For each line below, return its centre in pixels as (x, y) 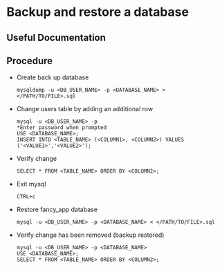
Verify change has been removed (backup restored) (90, 235)
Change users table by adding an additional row (85, 109)
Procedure (30, 60)
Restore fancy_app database (57, 210)
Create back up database (53, 77)
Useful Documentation (56, 38)
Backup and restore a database (98, 12)
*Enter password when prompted (62, 128)
